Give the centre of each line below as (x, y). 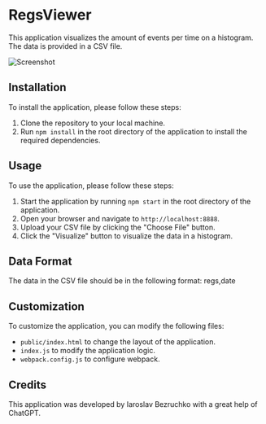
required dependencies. (60, 140)
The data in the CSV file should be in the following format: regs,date (122, 281)
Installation (37, 87)
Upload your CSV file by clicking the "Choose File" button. (118, 227)
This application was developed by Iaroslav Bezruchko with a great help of (133, 404)
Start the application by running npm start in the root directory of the (135, 201)
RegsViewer (50, 15)
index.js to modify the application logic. (88, 351)
